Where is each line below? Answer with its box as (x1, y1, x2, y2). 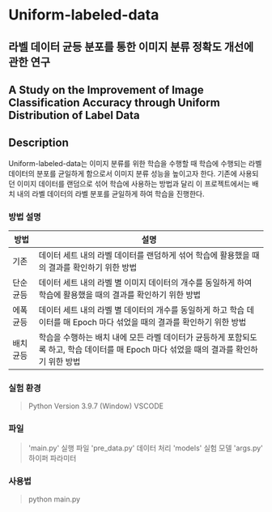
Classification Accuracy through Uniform (8, 96, 220, 109)
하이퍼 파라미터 (28, 453, 77, 463)
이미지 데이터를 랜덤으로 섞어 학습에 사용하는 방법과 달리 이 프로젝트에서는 (16, 178, 251, 188)
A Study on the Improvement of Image (8, 83, 204, 96)
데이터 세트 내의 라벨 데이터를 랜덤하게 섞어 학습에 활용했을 (38, 250, 250, 261)
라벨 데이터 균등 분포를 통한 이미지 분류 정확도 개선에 (8, 40, 254, 53)
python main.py (28, 494, 81, 504)
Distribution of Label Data (8, 108, 140, 122)
